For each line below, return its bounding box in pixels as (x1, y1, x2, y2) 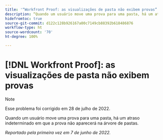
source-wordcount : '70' (5, 30, 53, 35)
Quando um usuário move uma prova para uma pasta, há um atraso (5, 115, 140, 121)
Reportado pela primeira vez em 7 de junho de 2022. (5, 129, 111, 135)
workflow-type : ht (5, 25, 42, 30)
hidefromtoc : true (5, 16, 42, 21)
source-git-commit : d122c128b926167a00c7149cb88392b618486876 (5, 20, 133, 26)
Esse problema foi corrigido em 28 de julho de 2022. (5, 105, 111, 111)
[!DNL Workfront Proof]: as (5, 59, 115, 70)
